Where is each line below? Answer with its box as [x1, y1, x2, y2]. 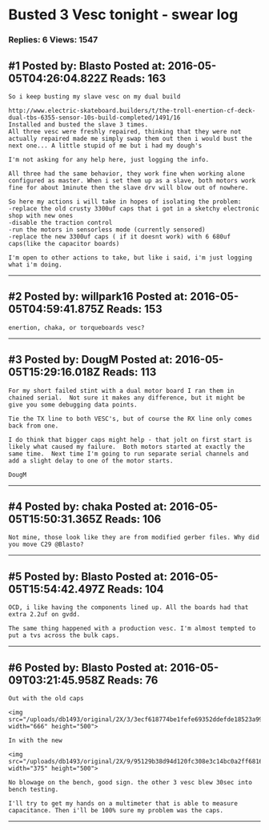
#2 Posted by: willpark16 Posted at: [8, 290, 188, 303]
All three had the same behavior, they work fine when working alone [8, 170, 246, 178]
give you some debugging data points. [8, 400, 138, 409]
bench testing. [8, 785, 59, 793]
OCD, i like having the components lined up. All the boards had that [8, 603, 249, 611]
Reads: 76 [106, 673, 159, 687]
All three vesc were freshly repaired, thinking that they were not [8, 127, 242, 135]
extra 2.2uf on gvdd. [8, 611, 81, 619]
